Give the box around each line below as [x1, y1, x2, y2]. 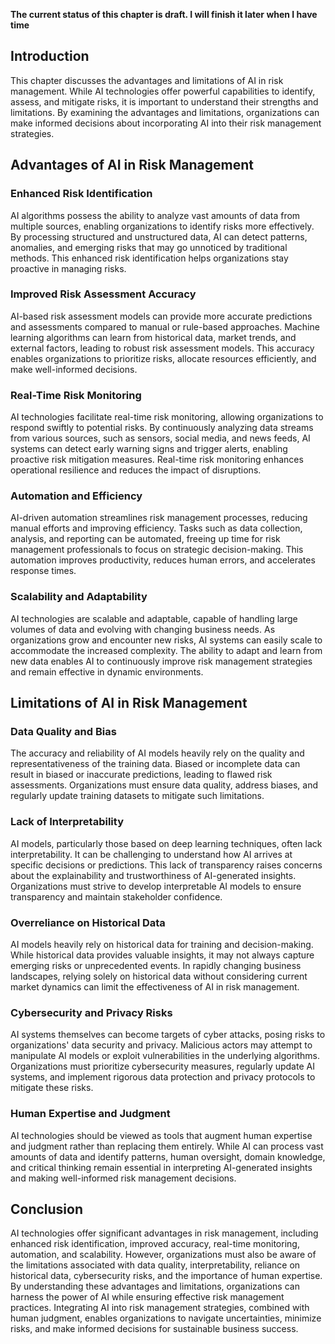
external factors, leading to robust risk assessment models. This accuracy [10, 342, 315, 354]
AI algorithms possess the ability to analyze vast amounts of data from [10, 209, 301, 221]
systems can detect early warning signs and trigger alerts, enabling [10, 443, 288, 455]
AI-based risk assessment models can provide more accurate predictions [10, 310, 313, 322]
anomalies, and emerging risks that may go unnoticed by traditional [10, 241, 288, 253]
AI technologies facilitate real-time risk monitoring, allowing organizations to [10, 411, 324, 423]
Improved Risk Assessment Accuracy [10, 287, 197, 301]
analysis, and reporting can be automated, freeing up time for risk [10, 533, 281, 545]
